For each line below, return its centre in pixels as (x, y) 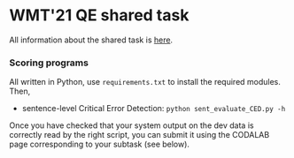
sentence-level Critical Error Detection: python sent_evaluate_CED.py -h (154, 109)
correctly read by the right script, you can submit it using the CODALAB (139, 135)
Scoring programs (49, 63)
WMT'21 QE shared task (99, 15)
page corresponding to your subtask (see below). (100, 144)
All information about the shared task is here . (91, 40)
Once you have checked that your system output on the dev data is (132, 125)
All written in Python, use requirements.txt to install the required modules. (145, 82)
